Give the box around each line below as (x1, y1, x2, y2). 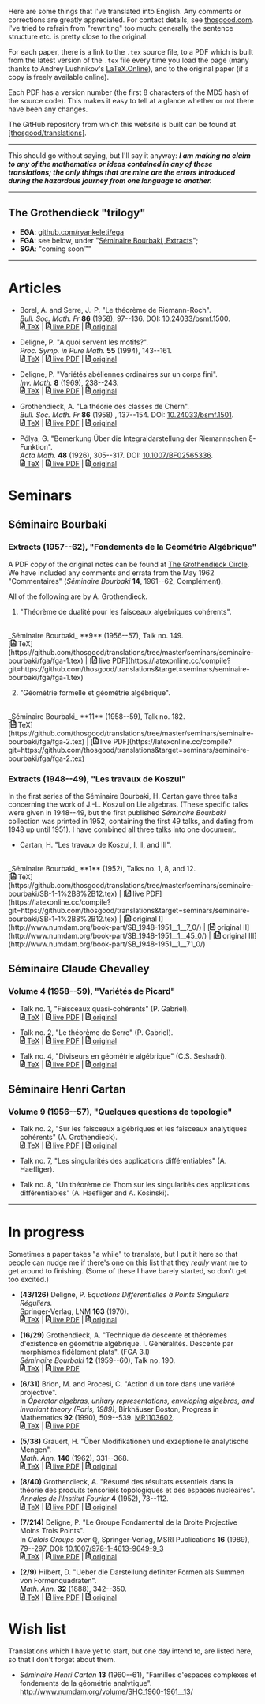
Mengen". (19, 1445, 52, 1454)
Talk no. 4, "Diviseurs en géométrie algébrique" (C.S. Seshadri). (19, 1051, 227, 1061)
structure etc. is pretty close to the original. (8, 32, 148, 41)
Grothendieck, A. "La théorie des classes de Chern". (19, 401, 190, 411)
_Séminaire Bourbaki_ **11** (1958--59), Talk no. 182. (8, 711, 185, 721)
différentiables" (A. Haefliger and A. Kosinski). (19, 1188, 170, 1198)
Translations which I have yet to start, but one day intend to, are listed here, (8, 1646, 253, 1656)
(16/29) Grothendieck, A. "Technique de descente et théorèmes (19, 1330, 227, 1340)
